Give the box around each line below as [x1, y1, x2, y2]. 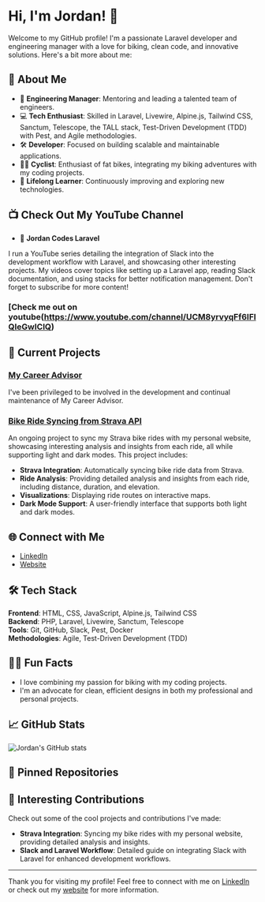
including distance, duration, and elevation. [19, 482, 160, 492]
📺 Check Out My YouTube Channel [8, 208, 184, 222]
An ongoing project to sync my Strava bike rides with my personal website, [8, 433, 252, 443]
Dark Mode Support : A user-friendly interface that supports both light [19, 499, 247, 508]
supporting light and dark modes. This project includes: [8, 450, 188, 460]
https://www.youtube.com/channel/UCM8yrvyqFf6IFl [43, 312, 256, 323]
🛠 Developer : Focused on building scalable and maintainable [19, 140, 220, 149]
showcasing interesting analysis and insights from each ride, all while [8, 442, 233, 451]
